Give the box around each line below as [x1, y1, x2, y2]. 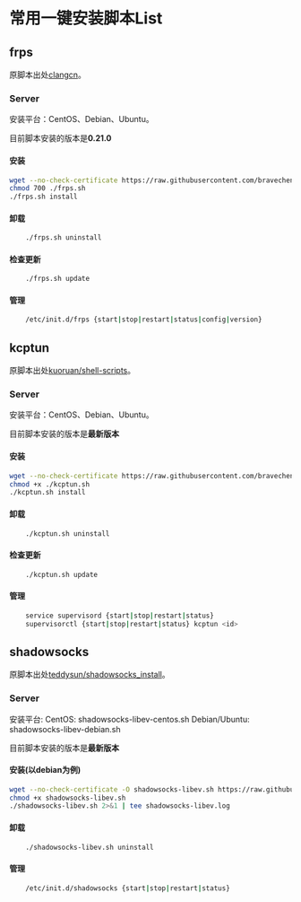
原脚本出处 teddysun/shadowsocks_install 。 [9, 670, 170, 680]
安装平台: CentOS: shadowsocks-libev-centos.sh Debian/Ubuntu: [9, 714, 250, 724]
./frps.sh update [25, 275, 90, 284]
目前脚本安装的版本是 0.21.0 [9, 133, 112, 144]
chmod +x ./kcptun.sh [9, 479, 90, 489]
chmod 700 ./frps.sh [9, 184, 87, 193]
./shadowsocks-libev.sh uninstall [25, 843, 154, 852]
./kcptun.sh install [9, 488, 87, 497]
